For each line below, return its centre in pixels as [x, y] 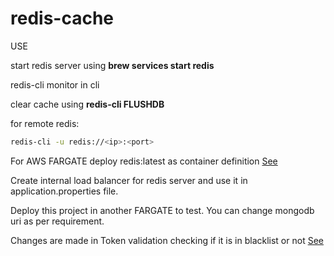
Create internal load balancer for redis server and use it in [129, 180]
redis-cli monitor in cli [55, 84]
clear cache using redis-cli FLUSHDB [87, 104]
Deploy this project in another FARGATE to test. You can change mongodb [162, 210]
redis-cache [62, 18]
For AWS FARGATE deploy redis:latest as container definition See [144, 161]
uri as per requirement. [57, 221]
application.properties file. [64, 191]
